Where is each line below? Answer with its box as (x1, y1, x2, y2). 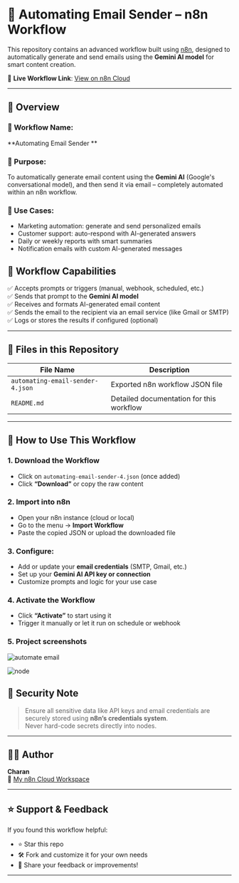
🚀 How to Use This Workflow (7, 434, 137, 447)
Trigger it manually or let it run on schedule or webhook (17, 619, 181, 628)
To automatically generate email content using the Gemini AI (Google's (7, 172, 216, 181)
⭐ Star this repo (17, 840, 64, 849)
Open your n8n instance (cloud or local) (17, 513, 135, 522)
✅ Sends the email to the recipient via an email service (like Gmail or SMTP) (7, 308, 229, 317)
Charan (7, 768, 30, 776)
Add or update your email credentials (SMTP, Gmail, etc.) (17, 562, 187, 571)
